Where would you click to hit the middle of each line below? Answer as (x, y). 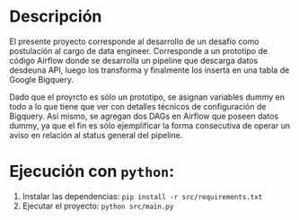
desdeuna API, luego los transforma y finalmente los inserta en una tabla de (149, 70)
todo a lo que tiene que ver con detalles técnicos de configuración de (138, 106)
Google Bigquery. (42, 79)
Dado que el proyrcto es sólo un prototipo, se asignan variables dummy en (147, 97)
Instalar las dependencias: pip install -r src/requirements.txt (142, 196)
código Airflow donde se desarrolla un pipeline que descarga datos (134, 60)
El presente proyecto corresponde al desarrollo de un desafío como (134, 41)
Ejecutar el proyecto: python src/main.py (98, 206)
